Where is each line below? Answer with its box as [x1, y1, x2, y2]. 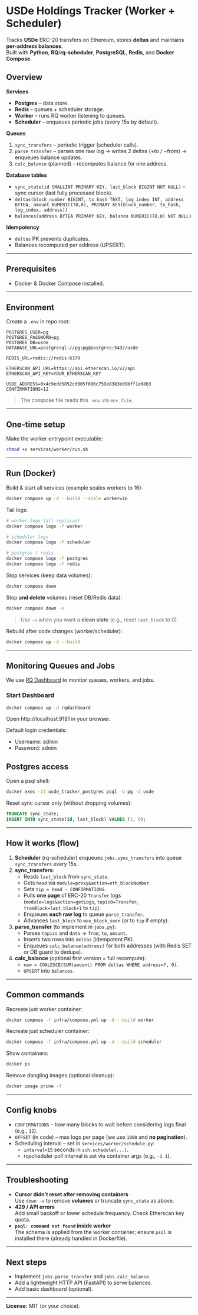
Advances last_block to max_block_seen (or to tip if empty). [23, 916, 169, 924]
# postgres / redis [6, 550, 54, 556]
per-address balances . [6, 43, 63, 50]
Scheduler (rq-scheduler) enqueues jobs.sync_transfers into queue [14, 854, 182, 861]
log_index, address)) [14, 207, 68, 213]
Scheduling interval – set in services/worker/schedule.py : [14, 1139, 155, 1146]
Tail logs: [6, 506, 28, 513]
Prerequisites [6, 264, 57, 274]
